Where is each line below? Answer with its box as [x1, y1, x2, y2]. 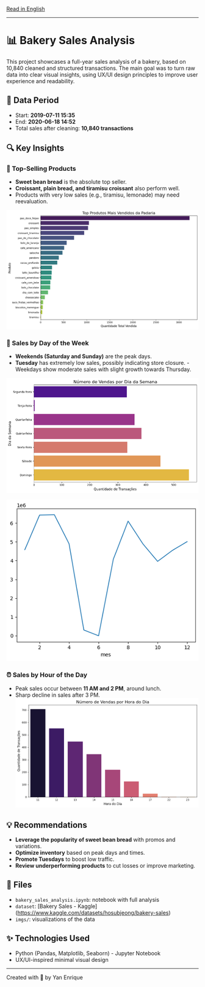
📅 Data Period [6, 95, 59, 106]
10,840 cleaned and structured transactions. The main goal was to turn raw [6, 64, 195, 72]
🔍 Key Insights [6, 143, 65, 154]
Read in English [6, 6, 45, 12]
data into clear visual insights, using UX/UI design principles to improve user [6, 70, 198, 78]
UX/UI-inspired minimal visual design [15, 956, 109, 963]
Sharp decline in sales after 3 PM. [15, 691, 101, 699]
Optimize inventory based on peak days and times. [15, 849, 145, 857]
